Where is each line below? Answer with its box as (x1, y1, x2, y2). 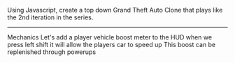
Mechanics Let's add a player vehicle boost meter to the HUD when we (7, 33, 212, 41)
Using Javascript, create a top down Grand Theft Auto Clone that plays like (7, 6, 223, 14)
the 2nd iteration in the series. (7, 13, 94, 21)
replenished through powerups (7, 48, 97, 56)
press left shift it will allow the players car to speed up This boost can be (7, 41, 215, 48)
